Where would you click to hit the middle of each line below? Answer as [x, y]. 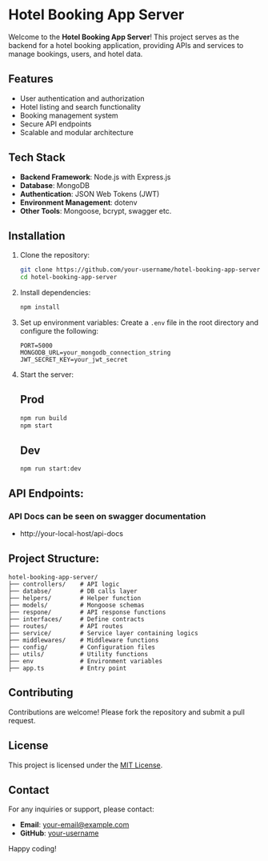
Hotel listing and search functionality [80, 106]
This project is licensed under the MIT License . [86, 765]
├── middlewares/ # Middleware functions [84, 640]
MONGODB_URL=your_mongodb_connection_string [95, 353]
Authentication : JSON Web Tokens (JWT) [90, 194]
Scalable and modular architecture [76, 132]
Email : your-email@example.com [74, 825]
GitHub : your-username [59, 833]
